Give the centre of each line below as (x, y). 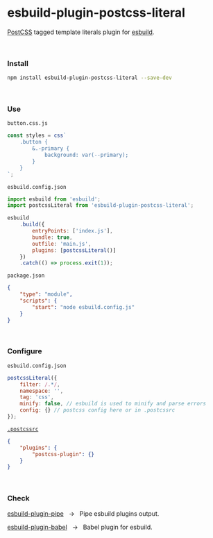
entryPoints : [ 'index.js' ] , (73, 231)
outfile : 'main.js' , (62, 244)
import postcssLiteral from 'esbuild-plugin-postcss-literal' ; (101, 205)
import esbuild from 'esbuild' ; (54, 199)
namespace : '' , (42, 391)
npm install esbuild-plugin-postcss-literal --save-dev (90, 78)
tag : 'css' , (37, 397)
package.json (26, 276)
